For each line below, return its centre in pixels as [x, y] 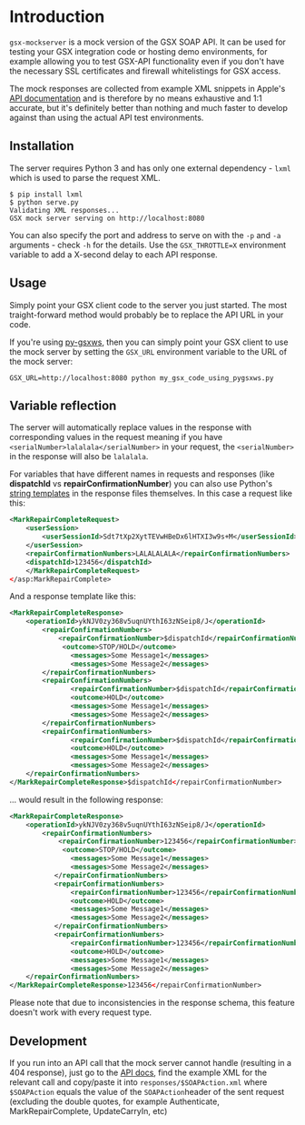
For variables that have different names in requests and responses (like [142, 474]
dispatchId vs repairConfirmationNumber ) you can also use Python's [141, 484]
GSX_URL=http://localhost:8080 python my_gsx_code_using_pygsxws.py [142, 378]
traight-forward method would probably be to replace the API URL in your [147, 315]
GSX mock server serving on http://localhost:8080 [107, 218]
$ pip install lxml [46, 194]
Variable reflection [63, 405]
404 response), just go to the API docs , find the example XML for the [138, 1072]
